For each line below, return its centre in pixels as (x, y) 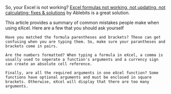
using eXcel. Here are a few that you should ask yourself (65, 28)
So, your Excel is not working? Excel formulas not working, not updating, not (86, 7)
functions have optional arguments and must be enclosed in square (79, 77)
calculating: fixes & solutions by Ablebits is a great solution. (68, 13)
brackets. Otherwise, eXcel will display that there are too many (77, 82)
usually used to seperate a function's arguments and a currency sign (82, 59)
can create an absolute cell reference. (49, 64)
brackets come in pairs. (32, 46)
